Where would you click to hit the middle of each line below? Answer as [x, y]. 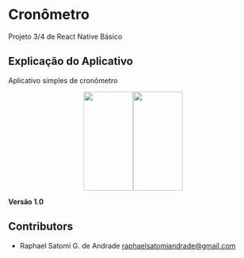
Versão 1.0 [26, 201]
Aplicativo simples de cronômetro [63, 80]
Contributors [41, 227]
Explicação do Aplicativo [71, 61]
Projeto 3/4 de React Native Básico [65, 36]
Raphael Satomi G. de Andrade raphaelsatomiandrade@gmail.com [128, 245]
